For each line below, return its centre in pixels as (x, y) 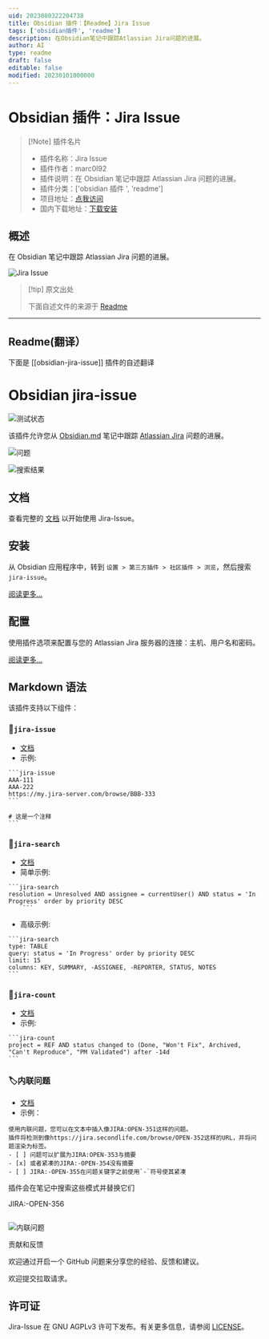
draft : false (30, 61)
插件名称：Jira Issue (74, 158)
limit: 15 (25, 960)
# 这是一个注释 (30, 816)
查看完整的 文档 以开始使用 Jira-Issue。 (73, 518)
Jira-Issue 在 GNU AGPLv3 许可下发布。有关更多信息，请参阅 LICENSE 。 (128, 1327)
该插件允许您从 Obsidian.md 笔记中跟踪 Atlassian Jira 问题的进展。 (118, 436)
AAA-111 (21, 780)
